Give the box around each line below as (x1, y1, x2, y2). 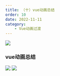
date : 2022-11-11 (5, 17, 42, 22)
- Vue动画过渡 (14, 26, 42, 31)
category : (5, 21, 26, 27)
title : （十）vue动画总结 (5, 7, 55, 13)
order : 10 (5, 12, 26, 17)
